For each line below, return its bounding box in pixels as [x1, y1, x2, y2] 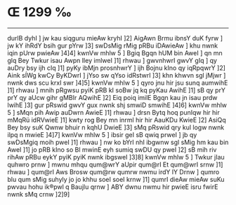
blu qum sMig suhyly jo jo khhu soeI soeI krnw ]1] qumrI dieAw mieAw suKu [7, 175, 225, 183]
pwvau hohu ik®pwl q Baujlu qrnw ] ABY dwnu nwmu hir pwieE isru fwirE [7, 183, 218, 191]
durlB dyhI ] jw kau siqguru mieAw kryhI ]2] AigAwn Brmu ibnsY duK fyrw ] [7, 34, 223, 42]
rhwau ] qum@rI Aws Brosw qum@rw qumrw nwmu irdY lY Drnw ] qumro [7, 167, 220, 176]
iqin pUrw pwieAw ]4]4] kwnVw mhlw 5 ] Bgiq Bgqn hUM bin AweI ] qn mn [7, 48, 223, 57]
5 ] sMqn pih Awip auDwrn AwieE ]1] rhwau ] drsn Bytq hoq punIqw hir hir [7, 108, 220, 116]
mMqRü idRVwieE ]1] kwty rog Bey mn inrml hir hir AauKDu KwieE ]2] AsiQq [7, 115, 226, 124]
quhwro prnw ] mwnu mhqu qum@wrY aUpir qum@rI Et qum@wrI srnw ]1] [7, 160, 223, 169]
